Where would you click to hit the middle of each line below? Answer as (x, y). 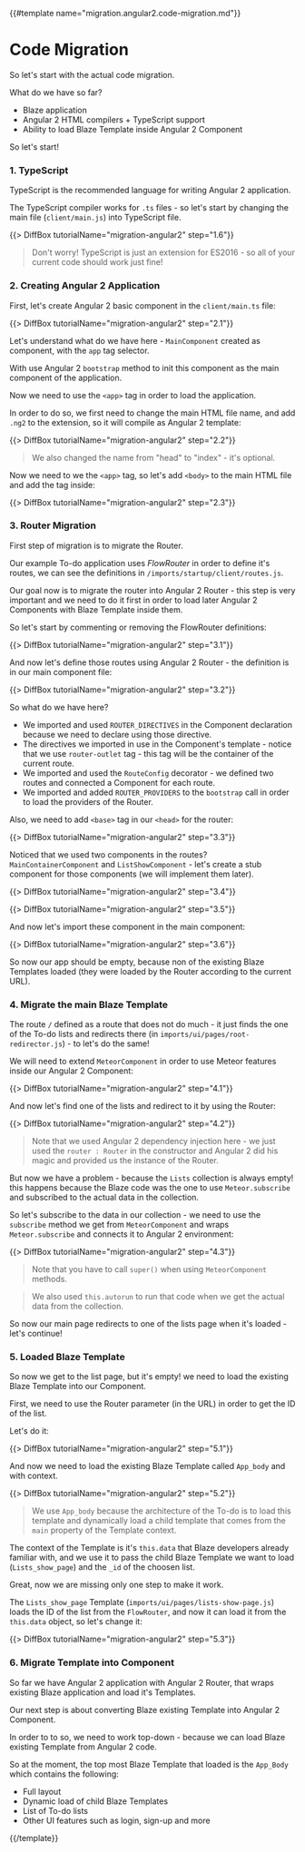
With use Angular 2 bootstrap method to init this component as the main (144, 367)
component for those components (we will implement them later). (132, 874)
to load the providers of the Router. (88, 801)
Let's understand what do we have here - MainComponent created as (135, 340)
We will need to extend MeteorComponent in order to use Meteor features (143, 1062)
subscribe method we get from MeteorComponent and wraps (119, 1225)
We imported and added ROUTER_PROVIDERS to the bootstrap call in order (156, 792)
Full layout (42, 1791)
